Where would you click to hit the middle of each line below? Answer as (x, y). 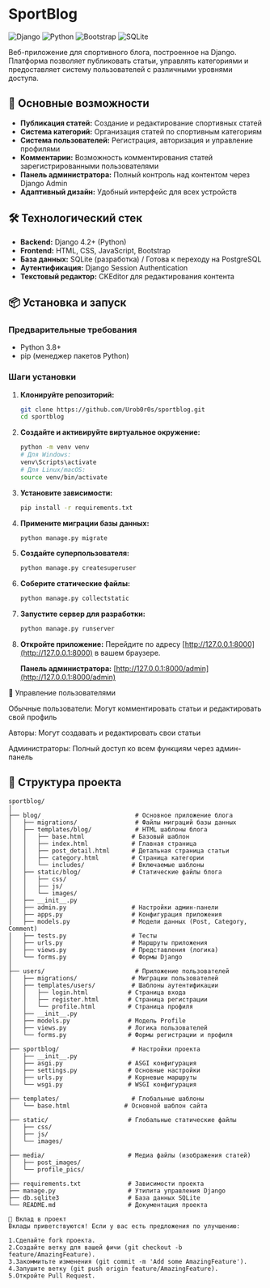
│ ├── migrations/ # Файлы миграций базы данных (122, 823)
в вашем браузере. (127, 653)
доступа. (23, 78)
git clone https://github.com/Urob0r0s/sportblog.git (112, 410)
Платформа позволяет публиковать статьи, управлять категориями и (129, 61)
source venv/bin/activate (63, 477)
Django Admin (44, 183)
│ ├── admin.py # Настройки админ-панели (114, 908)
